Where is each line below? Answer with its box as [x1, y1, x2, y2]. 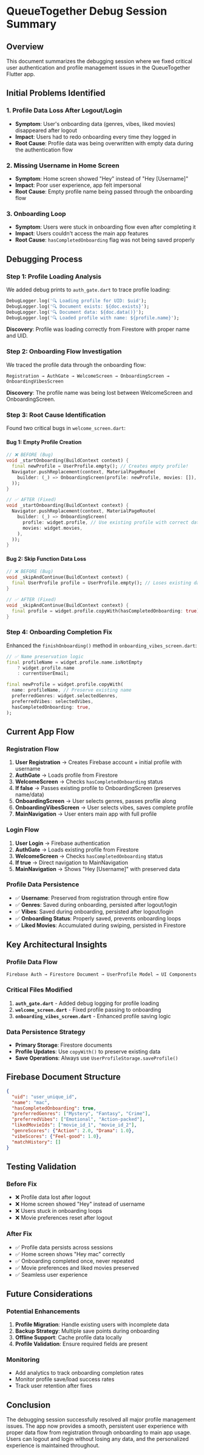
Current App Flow [6, 726, 75, 737]
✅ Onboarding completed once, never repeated [15, 1257, 135, 1265]
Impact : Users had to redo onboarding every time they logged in [15, 133, 177, 141]
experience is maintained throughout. [6, 1442, 100, 1449]
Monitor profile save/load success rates [15, 1376, 115, 1383]
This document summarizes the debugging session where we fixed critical [6, 58, 192, 64]
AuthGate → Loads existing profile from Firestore [15, 846, 139, 853]
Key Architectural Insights [6, 940, 107, 950]
